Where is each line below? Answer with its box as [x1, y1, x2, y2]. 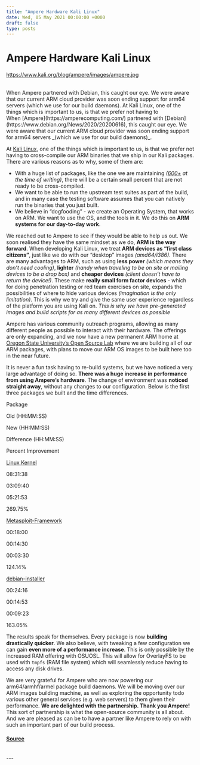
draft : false [6, 20, 39, 26]
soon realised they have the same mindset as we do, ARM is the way [6, 239, 176, 246]
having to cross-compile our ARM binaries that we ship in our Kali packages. [6, 152, 194, 159]
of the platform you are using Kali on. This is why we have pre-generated [6, 302, 186, 309]
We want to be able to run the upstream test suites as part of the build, [14, 189, 189, 196]
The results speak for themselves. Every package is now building [6, 633, 168, 640]
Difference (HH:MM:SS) [6, 436, 64, 443]
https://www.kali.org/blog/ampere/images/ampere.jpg [6, 71, 139, 79]
